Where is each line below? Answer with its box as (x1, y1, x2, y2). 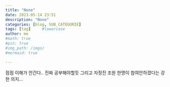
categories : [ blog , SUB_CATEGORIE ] (5, 21, 81, 27)
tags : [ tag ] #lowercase (5, 27, 66, 32)
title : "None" (5, 7, 36, 13)
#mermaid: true (5, 50, 38, 55)
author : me (5, 31, 29, 36)
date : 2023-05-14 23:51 (5, 12, 56, 17)
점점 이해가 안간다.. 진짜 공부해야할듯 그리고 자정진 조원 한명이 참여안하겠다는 (5, 70, 160, 76)
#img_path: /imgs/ (5, 46, 45, 51)
